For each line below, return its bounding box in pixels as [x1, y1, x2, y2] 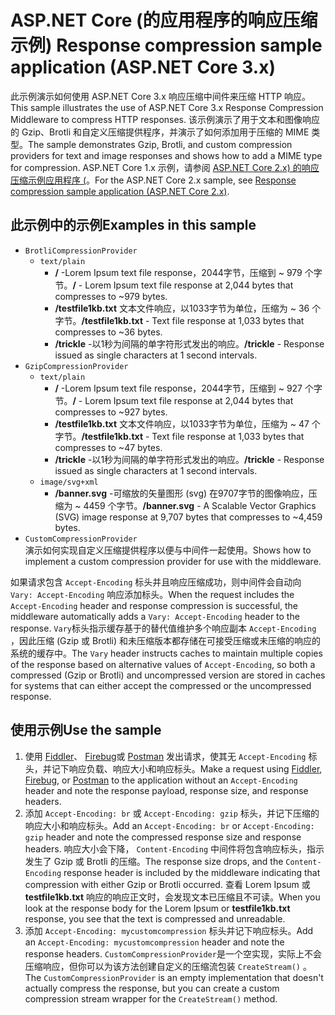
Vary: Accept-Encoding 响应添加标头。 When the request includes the [10, 588, 295, 600]
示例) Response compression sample [10, 34, 323, 57]
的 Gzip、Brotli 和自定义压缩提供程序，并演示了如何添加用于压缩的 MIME [10, 126, 310, 138]
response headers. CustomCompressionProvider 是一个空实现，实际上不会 [24, 947, 322, 960]
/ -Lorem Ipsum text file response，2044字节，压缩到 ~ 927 [54, 382, 303, 394]
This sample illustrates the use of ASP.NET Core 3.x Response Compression [10, 101, 324, 113]
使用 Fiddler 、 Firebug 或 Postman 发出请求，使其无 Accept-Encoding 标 [24, 750, 318, 762]
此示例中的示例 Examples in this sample [10, 217, 257, 234]
